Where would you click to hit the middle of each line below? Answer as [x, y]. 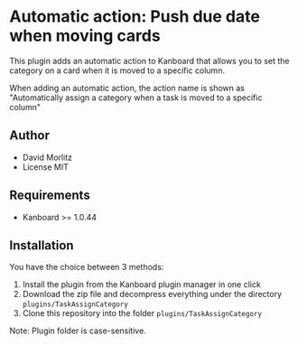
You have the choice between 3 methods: [87, 267]
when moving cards [85, 36]
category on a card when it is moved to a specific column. [117, 70]
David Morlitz [47, 157]
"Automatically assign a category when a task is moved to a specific [136, 98]
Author [29, 136]
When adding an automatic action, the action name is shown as [127, 88]
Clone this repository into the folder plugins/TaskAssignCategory [142, 313]
